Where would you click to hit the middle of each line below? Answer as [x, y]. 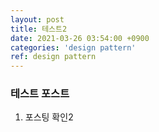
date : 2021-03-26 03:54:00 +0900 [80, 38]
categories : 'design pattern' [73, 47]
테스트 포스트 [40, 94]
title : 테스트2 [39, 29]
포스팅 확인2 [49, 117]
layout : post [37, 19]
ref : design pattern [53, 57]
